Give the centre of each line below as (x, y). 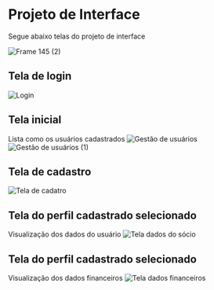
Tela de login (40, 76)
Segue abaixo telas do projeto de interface (77, 36)
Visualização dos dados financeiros (65, 278)
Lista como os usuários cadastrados (67, 138)
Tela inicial (35, 120)
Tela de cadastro (50, 172)
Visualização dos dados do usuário (65, 234)
